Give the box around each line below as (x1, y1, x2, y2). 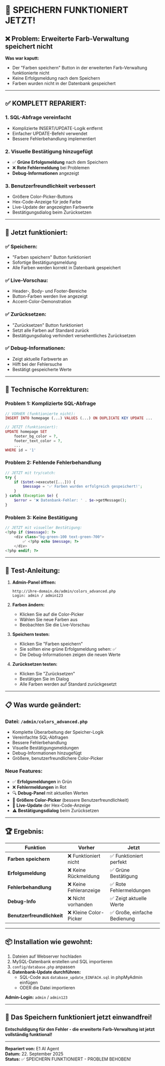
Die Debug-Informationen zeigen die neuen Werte (19, 652, 121, 658)
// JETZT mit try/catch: (5, 470, 56, 475)
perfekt (110, 859, 127, 865)
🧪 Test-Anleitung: (5, 566, 60, 575)
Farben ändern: (12, 602, 45, 608)
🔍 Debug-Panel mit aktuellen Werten (12, 790, 88, 796)
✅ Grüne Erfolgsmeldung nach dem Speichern (12, 159, 108, 165)
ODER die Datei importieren (19, 984, 75, 991)
